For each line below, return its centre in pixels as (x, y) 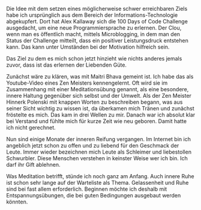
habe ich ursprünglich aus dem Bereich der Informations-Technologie (92, 15)
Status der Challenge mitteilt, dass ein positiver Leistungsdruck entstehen (97, 40)
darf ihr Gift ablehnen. (33, 165)
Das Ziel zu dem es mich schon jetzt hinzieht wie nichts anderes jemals (94, 58)
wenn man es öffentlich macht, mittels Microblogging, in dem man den (93, 34)
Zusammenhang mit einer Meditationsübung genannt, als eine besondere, (97, 89)
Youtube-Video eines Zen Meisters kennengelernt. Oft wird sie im (87, 83)
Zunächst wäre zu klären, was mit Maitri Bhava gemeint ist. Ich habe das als (100, 76)
